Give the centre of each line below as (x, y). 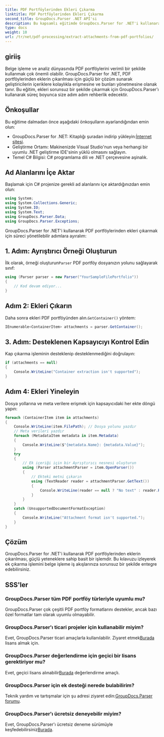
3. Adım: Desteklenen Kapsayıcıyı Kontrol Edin (77, 342)
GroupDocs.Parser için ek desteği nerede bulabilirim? (70, 685)
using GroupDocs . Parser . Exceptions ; (42, 221)
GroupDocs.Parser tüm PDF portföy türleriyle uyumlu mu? (75, 599)
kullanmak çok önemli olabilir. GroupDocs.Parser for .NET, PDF (68, 73)
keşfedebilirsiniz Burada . (29, 730)
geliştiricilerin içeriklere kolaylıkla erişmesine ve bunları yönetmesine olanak (81, 84)
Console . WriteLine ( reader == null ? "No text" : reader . (99, 490)
